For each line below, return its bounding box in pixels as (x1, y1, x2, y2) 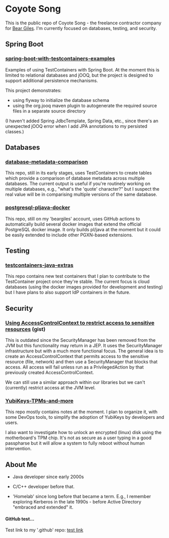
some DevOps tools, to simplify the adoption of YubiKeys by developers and (5, 414, 164, 420)
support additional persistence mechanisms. (5, 77, 98, 84)
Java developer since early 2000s (12, 474, 84, 480)
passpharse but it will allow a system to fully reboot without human (5, 440, 145, 446)
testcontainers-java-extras (5, 262, 74, 269)
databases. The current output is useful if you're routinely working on (5, 181, 151, 187)
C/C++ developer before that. (12, 484, 75, 490)
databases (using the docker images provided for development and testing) (5, 284, 163, 290)
